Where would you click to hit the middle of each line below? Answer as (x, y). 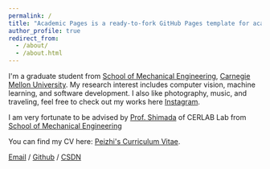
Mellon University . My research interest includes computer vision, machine (132, 84)
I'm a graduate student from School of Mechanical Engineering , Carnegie (129, 76)
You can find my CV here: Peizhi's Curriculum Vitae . (94, 141)
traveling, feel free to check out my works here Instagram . (104, 102)
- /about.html (39, 53)
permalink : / (30, 16)
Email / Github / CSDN (45, 157)
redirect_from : (34, 38)
